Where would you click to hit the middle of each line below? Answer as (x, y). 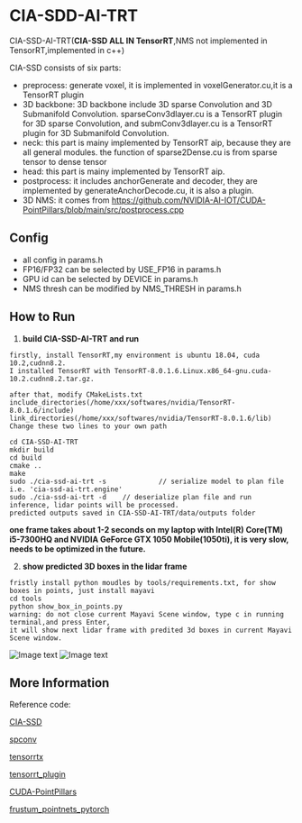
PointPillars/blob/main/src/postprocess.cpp (103, 209)
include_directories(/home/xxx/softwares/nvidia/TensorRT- (123, 402)
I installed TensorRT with (60, 370)
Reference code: (40, 705)
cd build (26, 457)
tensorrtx (26, 757)
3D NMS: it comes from (66, 200)
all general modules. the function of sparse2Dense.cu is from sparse (150, 152)
